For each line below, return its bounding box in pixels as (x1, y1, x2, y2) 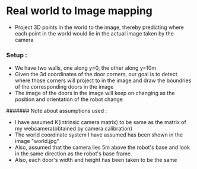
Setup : (6, 51, 28, 59)
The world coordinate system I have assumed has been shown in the (14, 131, 183, 138)
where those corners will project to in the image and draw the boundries (14, 77, 192, 84)
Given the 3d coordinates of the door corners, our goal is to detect (14, 71, 178, 78)
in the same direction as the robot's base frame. (14, 150, 132, 157)
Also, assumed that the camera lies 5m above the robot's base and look (14, 144, 190, 151)
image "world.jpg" (14, 138, 59, 145)
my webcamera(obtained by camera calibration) (14, 125, 132, 132)
